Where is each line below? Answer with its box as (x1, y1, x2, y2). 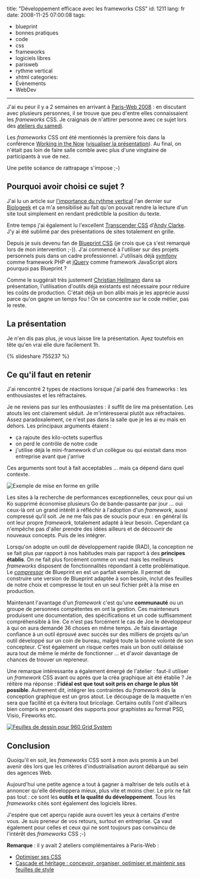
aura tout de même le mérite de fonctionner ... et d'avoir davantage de (7, 650, 179, 657)
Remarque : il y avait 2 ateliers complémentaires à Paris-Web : (7, 842, 159, 849)
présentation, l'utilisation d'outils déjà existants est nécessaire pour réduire (7, 282, 190, 289)
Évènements (15, 80, 46, 87)
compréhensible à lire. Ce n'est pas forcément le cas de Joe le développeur (7, 618, 192, 625)
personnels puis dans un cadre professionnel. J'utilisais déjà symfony (7, 252, 177, 259)
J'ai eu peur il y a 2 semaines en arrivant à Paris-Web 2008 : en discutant (7, 104, 186, 110)
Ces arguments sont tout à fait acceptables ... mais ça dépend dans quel (7, 465, 184, 472)
